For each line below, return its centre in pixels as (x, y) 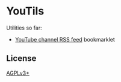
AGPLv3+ (18, 73)
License (21, 58)
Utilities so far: (24, 28)
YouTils (25, 11)
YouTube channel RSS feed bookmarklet (65, 39)
